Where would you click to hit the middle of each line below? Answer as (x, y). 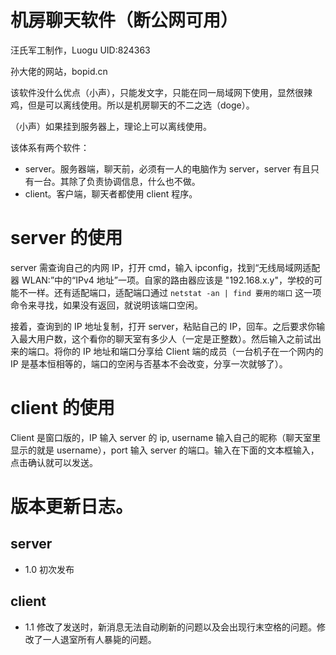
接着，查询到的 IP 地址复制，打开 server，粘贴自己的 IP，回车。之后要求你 (163, 326)
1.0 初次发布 (49, 569)
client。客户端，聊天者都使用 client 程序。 (111, 193)
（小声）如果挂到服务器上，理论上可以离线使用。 (111, 126)
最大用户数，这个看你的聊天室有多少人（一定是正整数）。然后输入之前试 (165, 338)
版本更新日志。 (72, 507)
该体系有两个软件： (50, 147)
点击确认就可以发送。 (54, 462)
